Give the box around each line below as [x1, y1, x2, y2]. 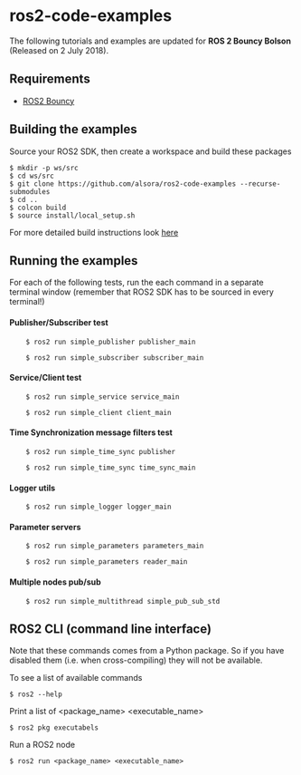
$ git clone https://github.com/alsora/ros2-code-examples [9, 179, 237, 189]
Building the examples [9, 121, 137, 137]
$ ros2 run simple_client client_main [25, 408, 172, 417]
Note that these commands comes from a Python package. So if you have [9, 645, 285, 656]
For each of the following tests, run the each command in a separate [9, 277, 264, 288]
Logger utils [9, 482, 56, 493]
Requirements [9, 72, 90, 87]
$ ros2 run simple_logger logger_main [25, 502, 172, 512]
